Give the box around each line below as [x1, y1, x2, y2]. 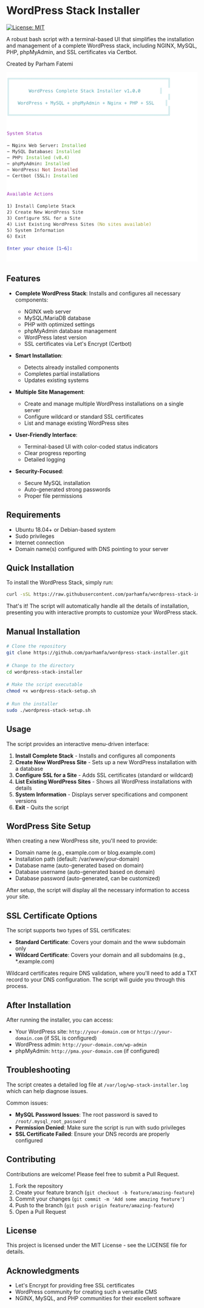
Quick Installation [6, 563, 75, 573]
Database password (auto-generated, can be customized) [15, 875, 161, 882]
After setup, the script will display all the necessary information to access [6, 887, 190, 894]
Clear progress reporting [24, 449, 86, 456]
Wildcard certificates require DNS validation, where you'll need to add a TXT [6, 969, 197, 977]
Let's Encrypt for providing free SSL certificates [15, 1282, 135, 1289]
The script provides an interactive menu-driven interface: [6, 740, 149, 747]
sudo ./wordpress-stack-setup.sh [6, 707, 91, 713]
